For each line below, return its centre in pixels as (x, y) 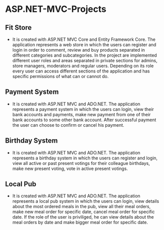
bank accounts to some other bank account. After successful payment (84, 120)
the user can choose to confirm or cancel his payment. (68, 125)
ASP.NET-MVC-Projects (56, 9)
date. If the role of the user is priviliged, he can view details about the (83, 217)
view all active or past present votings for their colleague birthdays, (81, 163)
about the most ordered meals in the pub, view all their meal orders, (82, 207)
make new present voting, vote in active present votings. (70, 168)
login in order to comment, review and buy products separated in (79, 50)
